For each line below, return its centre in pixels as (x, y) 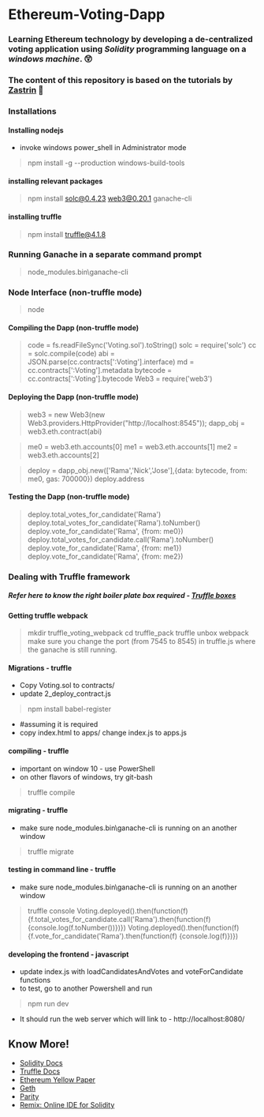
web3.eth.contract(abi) (65, 431)
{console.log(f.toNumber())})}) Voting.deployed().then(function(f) (133, 928)
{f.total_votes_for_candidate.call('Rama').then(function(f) (119, 920)
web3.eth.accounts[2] (63, 455)
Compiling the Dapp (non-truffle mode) (74, 327)
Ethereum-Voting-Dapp (87, 15)
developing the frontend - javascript (69, 954)
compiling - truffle (39, 751)
